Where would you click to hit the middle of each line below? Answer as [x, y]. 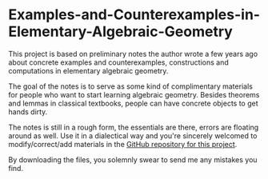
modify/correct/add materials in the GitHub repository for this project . [123, 144]
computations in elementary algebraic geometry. [88, 70]
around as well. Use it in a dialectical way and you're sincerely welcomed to [133, 135]
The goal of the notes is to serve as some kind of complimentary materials [131, 86]
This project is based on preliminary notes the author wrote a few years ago [133, 54]
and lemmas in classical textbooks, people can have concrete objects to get [133, 103]
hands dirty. [28, 111]
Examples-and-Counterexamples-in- [134, 15]
